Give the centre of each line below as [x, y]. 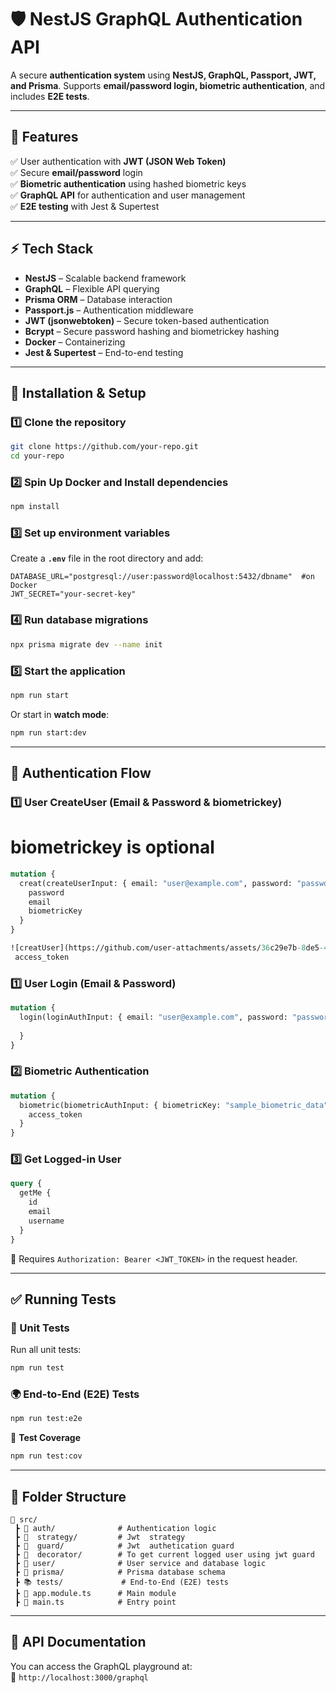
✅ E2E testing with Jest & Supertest [85, 206]
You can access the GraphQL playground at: [101, 1666]
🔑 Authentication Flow [81, 773]
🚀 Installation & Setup [78, 392]
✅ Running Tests [63, 1299]
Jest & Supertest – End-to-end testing [104, 352]
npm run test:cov [46, 1456]
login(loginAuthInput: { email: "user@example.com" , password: [153, 1017]
